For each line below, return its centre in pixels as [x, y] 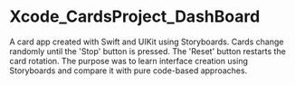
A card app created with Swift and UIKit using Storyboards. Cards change [147, 42]
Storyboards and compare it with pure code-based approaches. [128, 71]
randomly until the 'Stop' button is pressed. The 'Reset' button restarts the [148, 51]
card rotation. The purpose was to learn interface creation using [129, 61]
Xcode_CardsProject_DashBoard [135, 17]
